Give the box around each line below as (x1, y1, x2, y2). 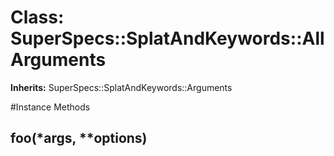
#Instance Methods (10, 101, 91, 113)
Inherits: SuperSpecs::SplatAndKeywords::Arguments (10, 81, 233, 93)
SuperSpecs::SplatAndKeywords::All (10, 27, 325, 50)
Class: (10, 6, 65, 29)
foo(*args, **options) (10, 130, 148, 147)
